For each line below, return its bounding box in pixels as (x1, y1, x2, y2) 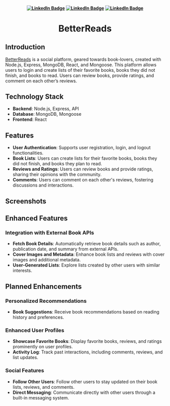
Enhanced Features (5, 214, 68, 222)
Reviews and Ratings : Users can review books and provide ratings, (12, 166, 153, 172)
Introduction (5, 43, 46, 52)
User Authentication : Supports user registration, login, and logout (12, 145, 151, 151)
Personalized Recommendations (5, 297, 87, 304)
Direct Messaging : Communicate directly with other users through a (12, 389, 156, 395)
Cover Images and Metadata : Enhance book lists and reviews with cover (12, 251, 165, 257)
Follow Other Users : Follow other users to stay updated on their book (12, 378, 158, 385)
